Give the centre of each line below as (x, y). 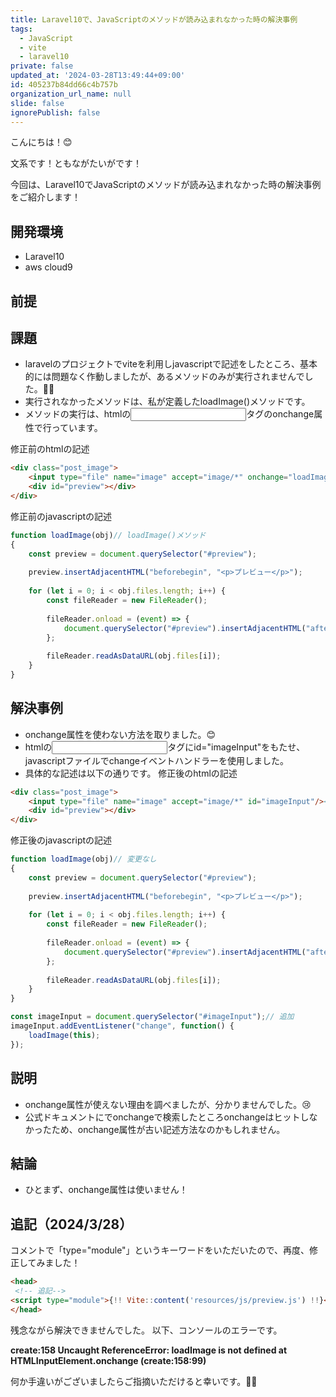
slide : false (37, 103)
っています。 (77, 428)
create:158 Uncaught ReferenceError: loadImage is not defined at (149, 1350)
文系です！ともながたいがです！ (76, 163)
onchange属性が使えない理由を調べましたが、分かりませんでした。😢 (168, 1104)
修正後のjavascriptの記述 (61, 840)
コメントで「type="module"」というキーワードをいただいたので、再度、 (160, 1250)
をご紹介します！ (45, 197)
